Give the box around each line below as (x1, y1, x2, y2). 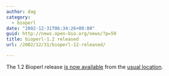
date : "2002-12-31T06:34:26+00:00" (6, 25, 95, 31)
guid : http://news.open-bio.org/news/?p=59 (6, 31, 117, 37)
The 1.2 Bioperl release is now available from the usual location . (6, 63, 164, 70)
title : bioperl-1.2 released (6, 36, 79, 42)
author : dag (6, 8, 36, 15)
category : (6, 14, 31, 20)
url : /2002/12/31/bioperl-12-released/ (6, 42, 106, 48)
